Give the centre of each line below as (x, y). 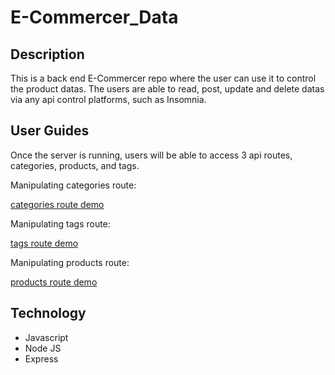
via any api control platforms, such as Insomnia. (108, 99)
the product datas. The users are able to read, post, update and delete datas (167, 89)
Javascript (46, 337)
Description (47, 54)
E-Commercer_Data (94, 17)
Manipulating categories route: (73, 185)
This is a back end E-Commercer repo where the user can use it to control (163, 78)
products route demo (54, 282)
